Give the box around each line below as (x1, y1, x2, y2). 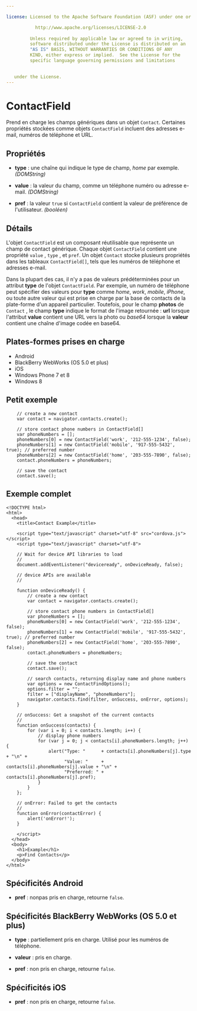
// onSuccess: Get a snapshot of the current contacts (17, 712, 155, 718)
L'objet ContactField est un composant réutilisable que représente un (6, 239, 175, 246)
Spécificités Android (6, 878, 84, 888)
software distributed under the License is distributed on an (29, 41, 186, 47)
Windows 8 (14, 377, 42, 385)
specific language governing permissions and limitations (29, 57, 176, 63)
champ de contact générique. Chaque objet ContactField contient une (6, 245, 177, 252)
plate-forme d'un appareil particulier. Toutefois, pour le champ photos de (6, 301, 184, 308)
